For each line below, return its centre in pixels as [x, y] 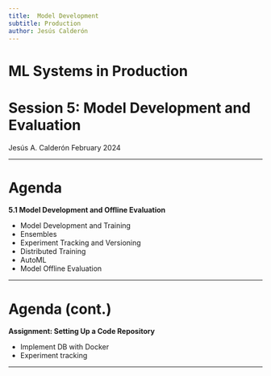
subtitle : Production [45, 23]
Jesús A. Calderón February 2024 [65, 147]
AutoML [33, 260]
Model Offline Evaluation [61, 268]
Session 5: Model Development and [130, 108]
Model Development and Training [75, 226]
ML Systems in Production [98, 71]
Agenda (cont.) [60, 309]
